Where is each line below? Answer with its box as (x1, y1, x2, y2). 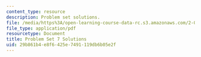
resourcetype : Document (6, 31, 66, 37)
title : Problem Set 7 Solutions (6, 36, 87, 42)
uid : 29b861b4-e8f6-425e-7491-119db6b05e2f (6, 42, 117, 48)
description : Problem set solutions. (6, 14, 100, 20)
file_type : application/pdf (6, 25, 77, 31)
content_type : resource (6, 8, 66, 15)
